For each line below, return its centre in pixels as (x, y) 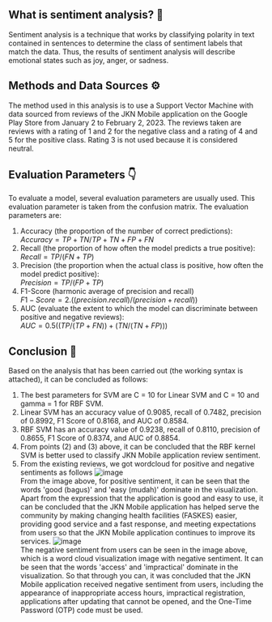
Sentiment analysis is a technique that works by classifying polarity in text (132, 34)
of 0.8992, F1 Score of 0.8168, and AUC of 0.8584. (104, 421)
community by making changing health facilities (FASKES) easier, (128, 516)
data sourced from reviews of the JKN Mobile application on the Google (128, 113)
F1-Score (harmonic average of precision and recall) (107, 292)
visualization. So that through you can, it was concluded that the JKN (135, 576)
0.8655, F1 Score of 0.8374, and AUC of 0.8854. (100, 438)
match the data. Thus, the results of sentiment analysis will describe (122, 51)
